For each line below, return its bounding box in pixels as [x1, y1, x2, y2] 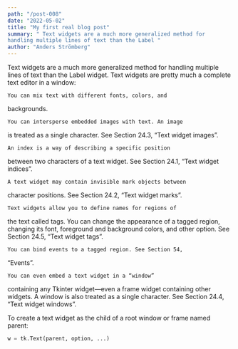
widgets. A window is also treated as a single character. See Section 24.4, [7, 293, 224, 301]
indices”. [7, 165, 33, 173]
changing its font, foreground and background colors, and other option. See [7, 225, 230, 233]
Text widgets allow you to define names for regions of [7, 204, 177, 212]
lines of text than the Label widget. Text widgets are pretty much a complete [7, 71, 232, 79]
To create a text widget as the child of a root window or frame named [7, 314, 211, 322]
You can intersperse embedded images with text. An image [7, 118, 183, 125]
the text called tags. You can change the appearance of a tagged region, [7, 217, 221, 225]
